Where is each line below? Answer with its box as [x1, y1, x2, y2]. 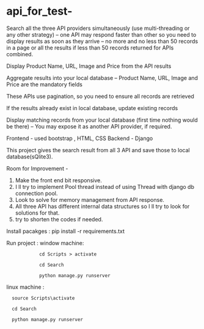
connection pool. [15, 190, 58, 197]
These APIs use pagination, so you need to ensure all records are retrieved [6, 92, 194, 100]
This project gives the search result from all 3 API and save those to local [6, 146, 191, 153]
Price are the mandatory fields [6, 81, 82, 88]
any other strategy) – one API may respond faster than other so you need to [6, 31, 197, 38]
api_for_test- [6, 4, 73, 18]
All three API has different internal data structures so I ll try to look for [15, 202, 190, 210]
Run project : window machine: [6, 239, 84, 246]
